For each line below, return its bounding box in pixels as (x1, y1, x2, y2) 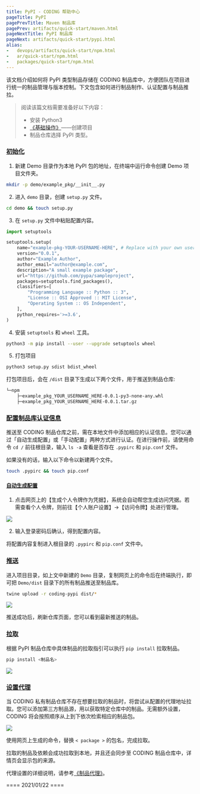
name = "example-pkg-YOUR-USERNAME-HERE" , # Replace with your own (17, 245, 183, 251)
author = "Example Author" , (17, 256, 82, 262)
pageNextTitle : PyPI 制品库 (6, 31, 73, 37)
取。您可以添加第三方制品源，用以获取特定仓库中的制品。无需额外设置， (6, 705, 183, 712)
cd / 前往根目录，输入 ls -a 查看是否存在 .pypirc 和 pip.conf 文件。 (12, 443, 182, 451)
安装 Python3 (29, 116, 62, 123)
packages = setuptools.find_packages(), (17, 278, 113, 284)
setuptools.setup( (6, 240, 52, 246)
